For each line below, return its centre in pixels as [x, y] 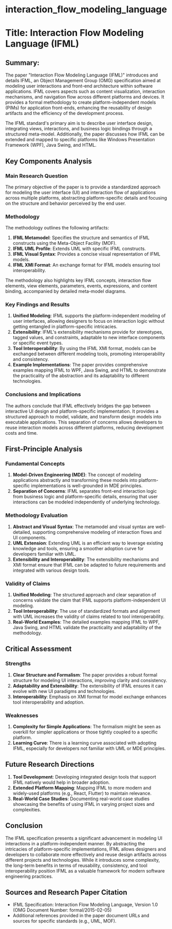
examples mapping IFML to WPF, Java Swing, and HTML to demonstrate [89, 370]
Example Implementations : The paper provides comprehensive [80, 365]
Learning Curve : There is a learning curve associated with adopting [84, 743]
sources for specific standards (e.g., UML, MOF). [64, 921]
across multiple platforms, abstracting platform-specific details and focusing [86, 198]
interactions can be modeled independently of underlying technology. [87, 502]
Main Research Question [37, 176]
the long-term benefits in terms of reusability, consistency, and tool [77, 865]
